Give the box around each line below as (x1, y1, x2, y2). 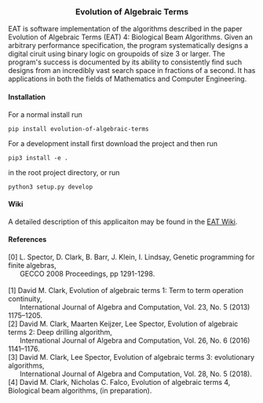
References (8, 235, 47, 244)
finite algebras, (8, 260, 57, 269)
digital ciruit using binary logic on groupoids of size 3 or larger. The (8, 49, 225, 59)
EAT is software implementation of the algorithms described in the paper (8, 24, 243, 34)
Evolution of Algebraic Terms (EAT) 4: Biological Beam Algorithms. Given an (8, 32, 254, 42)
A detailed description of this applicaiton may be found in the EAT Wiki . (8, 217, 238, 226)
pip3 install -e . (8, 154, 68, 162)
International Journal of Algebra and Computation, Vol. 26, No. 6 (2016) (19, 335, 250, 345)
